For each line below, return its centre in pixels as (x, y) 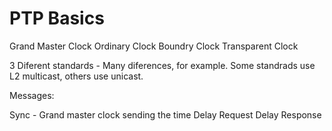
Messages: (32, 95)
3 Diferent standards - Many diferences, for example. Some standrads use (162, 65)
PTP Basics (57, 18)
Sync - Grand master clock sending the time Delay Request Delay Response (165, 114)
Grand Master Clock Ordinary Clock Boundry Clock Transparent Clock (154, 46)
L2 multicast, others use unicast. (76, 76)
